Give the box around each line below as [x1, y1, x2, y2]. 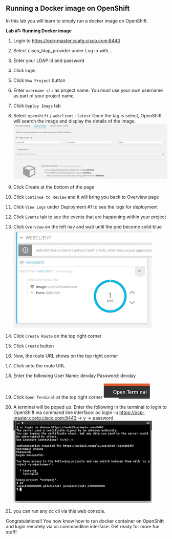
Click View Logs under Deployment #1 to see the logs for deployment [13, 203, 158, 210]
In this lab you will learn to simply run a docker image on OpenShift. [6, 17, 148, 24]
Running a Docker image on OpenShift [6, 4, 130, 13]
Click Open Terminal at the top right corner [13, 394, 103, 400]
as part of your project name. [13, 92, 75, 99]
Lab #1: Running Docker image [6, 28, 72, 34]
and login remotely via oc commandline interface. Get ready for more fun [6, 523, 160, 529]
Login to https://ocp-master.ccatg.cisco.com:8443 [13, 37, 120, 44]
